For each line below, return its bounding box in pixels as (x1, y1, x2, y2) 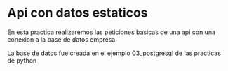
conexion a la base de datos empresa (7, 35, 116, 43)
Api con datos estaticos (7, 5, 149, 21)
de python (7, 56, 37, 64)
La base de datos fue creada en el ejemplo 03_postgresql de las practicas (7, 49, 221, 57)
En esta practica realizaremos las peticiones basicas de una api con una (7, 28, 216, 36)
